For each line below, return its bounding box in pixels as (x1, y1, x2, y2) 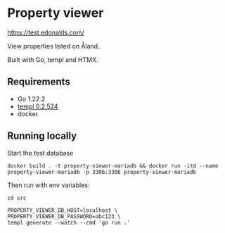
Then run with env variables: (7, 181, 90, 189)
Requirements (7, 76, 70, 88)
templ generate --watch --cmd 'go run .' (7, 219, 131, 226)
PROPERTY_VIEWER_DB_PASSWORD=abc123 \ (7, 213, 121, 220)
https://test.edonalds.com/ (7, 28, 84, 37)
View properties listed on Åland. (7, 42, 100, 50)
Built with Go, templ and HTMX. (7, 55, 98, 64)
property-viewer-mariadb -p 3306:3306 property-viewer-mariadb (7, 168, 197, 175)
